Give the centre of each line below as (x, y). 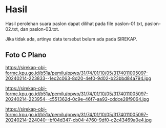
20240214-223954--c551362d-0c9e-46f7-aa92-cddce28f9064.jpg (77, 99)
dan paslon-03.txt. (40, 29)
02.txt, (12, 29)
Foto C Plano (26, 55)
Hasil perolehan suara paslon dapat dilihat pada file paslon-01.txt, (75, 24)
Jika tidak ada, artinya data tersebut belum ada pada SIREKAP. (71, 39)
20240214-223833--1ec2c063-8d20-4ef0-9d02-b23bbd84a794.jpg (78, 78)
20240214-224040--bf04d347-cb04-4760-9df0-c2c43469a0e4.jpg (79, 120)
